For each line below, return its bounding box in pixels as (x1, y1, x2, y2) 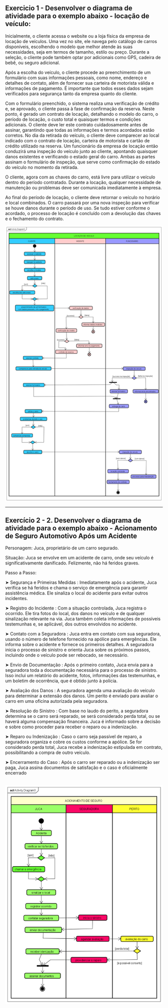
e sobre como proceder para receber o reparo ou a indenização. (5, 724, 138, 730)
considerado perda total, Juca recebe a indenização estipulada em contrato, (5, 744, 162, 750)
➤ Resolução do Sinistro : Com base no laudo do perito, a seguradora (5, 708, 148, 714)
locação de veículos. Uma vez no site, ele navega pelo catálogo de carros (5, 38, 157, 44)
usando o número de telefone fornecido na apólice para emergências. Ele (5, 636, 156, 642)
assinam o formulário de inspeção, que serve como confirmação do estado (5, 159, 160, 165)
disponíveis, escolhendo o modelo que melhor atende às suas (5, 44, 133, 50)
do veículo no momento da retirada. (5, 164, 78, 170)
